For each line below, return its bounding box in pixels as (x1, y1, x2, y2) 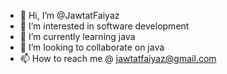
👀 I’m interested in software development (19, 20, 190, 32)
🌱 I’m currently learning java (19, 31, 136, 42)
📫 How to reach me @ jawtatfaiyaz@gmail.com (19, 53, 217, 64)
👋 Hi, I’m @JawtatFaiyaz (19, 10, 120, 21)
